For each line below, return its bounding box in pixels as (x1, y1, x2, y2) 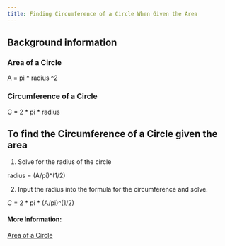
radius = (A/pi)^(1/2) (7, 171, 66, 180)
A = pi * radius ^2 (7, 74, 58, 82)
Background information (7, 37, 117, 49)
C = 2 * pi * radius (7, 107, 60, 116)
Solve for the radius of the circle (17, 158, 112, 166)
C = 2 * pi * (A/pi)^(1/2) (7, 199, 74, 207)
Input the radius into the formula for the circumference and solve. (17, 185, 209, 194)
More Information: (7, 215, 62, 223)
